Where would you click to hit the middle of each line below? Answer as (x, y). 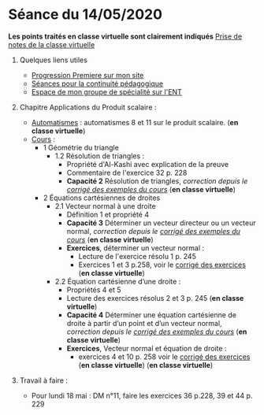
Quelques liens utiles (54, 60)
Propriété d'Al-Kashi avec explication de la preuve (148, 164)
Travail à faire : (44, 380)
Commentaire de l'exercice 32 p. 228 (127, 172)
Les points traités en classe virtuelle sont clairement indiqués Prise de (125, 36)
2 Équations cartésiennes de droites (102, 198)
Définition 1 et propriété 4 (108, 214)
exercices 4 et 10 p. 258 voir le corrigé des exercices (164, 357)
